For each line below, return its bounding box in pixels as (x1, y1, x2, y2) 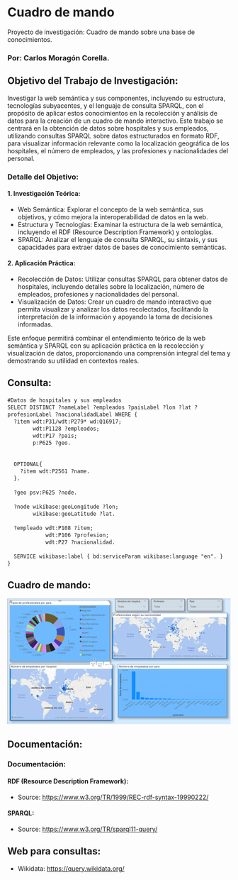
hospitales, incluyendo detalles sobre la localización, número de (17, 282, 205, 291)
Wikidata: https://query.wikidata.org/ (17, 864, 125, 873)
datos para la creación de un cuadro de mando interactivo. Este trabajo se (7, 116, 224, 125)
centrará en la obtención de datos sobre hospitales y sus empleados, (7, 123, 209, 132)
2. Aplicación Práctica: (7, 259, 76, 268)
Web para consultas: (7, 845, 101, 857)
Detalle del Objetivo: (7, 172, 79, 182)
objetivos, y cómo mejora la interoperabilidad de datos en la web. (17, 212, 208, 221)
